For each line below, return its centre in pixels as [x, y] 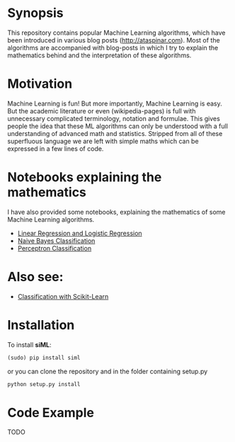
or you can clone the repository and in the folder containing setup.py [108, 371]
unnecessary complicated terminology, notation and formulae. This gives [114, 118]
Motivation [40, 84]
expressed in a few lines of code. [56, 148]
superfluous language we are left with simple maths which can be [103, 141]
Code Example [51, 413]
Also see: [35, 277]
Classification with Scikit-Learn [63, 296]
